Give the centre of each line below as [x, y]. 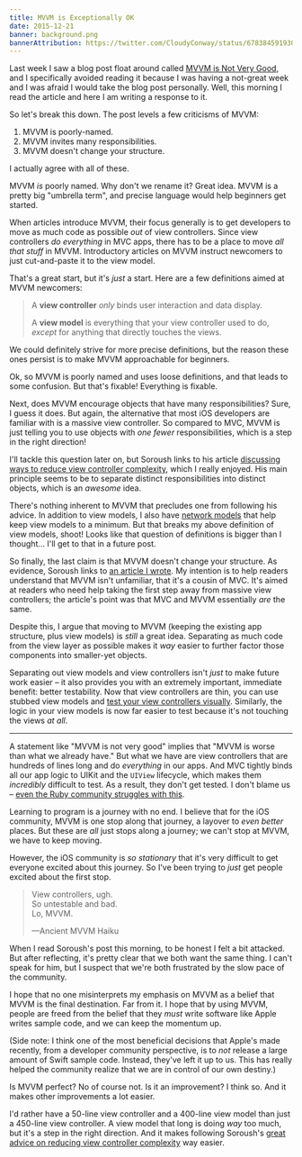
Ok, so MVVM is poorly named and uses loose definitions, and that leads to [149, 377]
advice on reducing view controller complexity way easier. [117, 1143]
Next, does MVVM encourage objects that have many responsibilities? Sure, [150, 404]
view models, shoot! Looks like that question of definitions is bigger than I [146, 534]
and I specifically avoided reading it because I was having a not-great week [149, 78]
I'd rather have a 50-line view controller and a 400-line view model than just [150, 1114]
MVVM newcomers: [46, 288]
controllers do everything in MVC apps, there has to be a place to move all [147, 242]
